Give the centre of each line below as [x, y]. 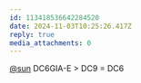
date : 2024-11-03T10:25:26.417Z [70, 26]
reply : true [32, 34]
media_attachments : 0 [50, 43]
